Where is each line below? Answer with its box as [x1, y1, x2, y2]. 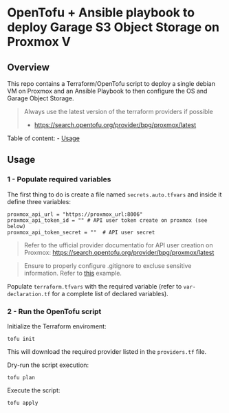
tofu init [7, 335, 36, 342]
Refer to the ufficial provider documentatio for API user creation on [23, 241, 213, 249]
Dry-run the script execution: [7, 361, 89, 369]
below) [7, 223, 26, 230]
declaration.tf [7, 291, 51, 298]
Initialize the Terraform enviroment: [7, 322, 107, 331]
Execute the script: [7, 386, 61, 394]
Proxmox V [7, 34, 71, 49]
